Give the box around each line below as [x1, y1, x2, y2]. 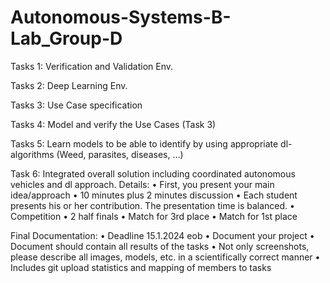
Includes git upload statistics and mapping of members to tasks [10, 261, 272, 273]
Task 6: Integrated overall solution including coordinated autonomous [10, 167, 296, 180]
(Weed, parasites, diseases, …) [56, 148, 184, 160]
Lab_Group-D [10, 27, 123, 50]
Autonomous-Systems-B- [10, 6, 232, 29]
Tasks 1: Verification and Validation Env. [10, 60, 173, 72]
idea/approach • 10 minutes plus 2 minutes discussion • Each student [10, 189, 298, 201]
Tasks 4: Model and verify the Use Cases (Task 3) [10, 118, 217, 130]
